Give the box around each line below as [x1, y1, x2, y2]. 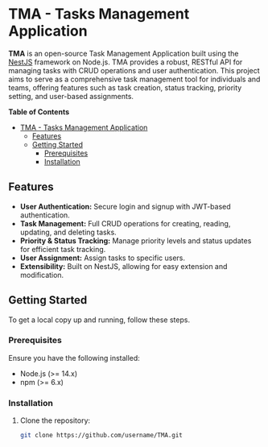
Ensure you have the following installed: [8, 353, 141, 362]
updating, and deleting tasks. [19, 227, 117, 237]
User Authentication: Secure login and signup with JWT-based [19, 201, 231, 211]
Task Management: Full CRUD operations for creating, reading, [19, 218, 231, 228]
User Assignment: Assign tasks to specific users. [19, 253, 186, 263]
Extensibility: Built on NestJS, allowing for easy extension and [19, 261, 228, 271]
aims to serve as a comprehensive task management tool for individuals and [8, 74, 261, 84]
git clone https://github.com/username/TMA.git [19, 432, 183, 440]
